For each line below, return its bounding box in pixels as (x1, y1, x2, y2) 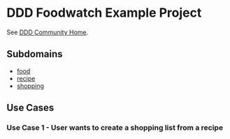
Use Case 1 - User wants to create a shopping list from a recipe (6, 123, 224, 133)
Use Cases (6, 102, 55, 114)
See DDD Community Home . (6, 28, 89, 36)
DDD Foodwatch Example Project (6, 5, 202, 21)
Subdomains (6, 48, 64, 60)
